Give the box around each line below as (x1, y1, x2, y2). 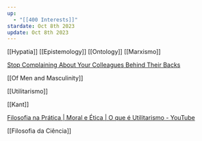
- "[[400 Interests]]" (13, 16, 78, 23)
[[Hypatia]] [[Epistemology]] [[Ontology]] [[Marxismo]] (7, 48, 161, 56)
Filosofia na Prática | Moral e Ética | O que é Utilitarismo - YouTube (7, 114, 195, 122)
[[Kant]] (7, 100, 29, 109)
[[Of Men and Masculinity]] (7, 74, 84, 82)
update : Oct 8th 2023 (7, 29, 69, 36)
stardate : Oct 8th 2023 (7, 22, 75, 29)
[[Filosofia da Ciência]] (7, 127, 72, 135)
